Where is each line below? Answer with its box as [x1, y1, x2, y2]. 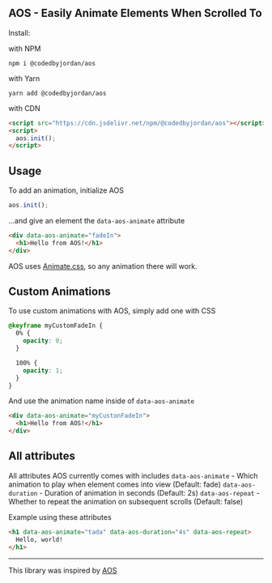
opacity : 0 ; [23, 337, 63, 345]
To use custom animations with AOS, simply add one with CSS [8, 306, 216, 316]
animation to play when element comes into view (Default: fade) [8, 479, 221, 489]
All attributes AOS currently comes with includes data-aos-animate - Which [8, 470, 258, 480]
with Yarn [8, 73, 40, 83]
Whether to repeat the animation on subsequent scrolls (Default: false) [8, 496, 244, 506]
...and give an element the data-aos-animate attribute [8, 216, 185, 225]
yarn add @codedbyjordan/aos [8, 89, 107, 97]
